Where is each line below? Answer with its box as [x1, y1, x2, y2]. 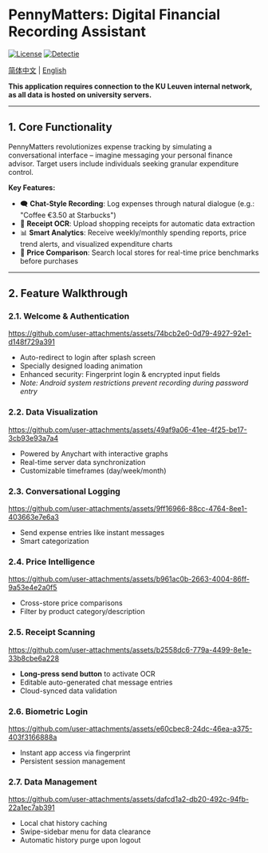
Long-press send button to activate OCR [19, 669, 156, 678]
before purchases [19, 256, 78, 265]
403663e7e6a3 [8, 513, 60, 522]
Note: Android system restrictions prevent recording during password [19, 378, 249, 388]
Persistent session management [19, 756, 126, 766]
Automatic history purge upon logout [19, 835, 141, 845]
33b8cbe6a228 [8, 653, 60, 663]
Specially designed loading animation [19, 361, 144, 371]
